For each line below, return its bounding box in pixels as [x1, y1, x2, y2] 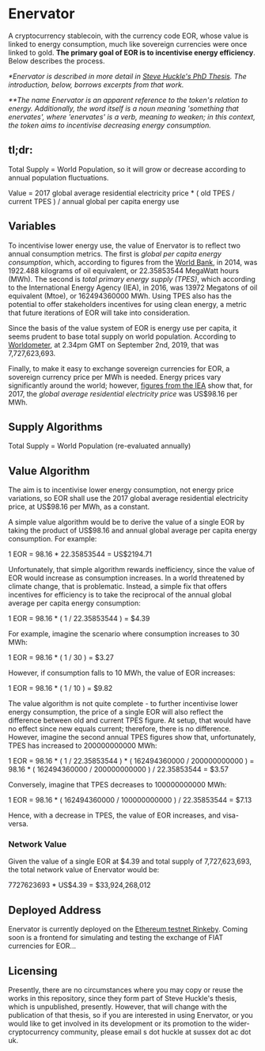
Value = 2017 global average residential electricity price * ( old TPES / [8, 188, 235, 198]
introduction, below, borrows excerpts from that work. [8, 80, 184, 89]
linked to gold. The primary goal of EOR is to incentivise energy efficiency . [8, 47, 256, 57]
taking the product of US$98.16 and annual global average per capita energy [8, 525, 258, 535]
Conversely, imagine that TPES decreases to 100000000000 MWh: [8, 780, 227, 790]
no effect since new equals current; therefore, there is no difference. [8, 724, 232, 734]
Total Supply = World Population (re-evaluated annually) [8, 441, 191, 451]
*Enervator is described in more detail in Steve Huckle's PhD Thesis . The [8, 71, 247, 81]
